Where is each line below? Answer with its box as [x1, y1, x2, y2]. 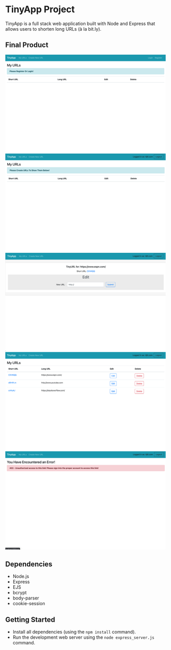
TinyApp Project [5, 4, 75, 15]
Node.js [12, 573, 30, 580]
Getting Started [5, 615, 55, 624]
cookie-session [12, 600, 45, 607]
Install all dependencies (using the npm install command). [12, 629, 136, 635]
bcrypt [12, 590, 27, 596]
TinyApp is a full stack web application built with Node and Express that [5, 20, 155, 27]
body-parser [12, 595, 39, 601]
